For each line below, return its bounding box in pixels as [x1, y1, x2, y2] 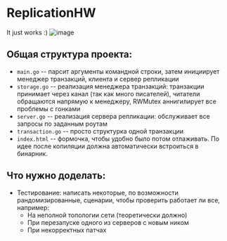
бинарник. [16, 149, 48, 157]
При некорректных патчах [27, 226, 107, 234]
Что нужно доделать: [6, 170, 106, 182]
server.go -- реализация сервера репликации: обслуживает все [16, 112, 210, 120]
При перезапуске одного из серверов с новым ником [27, 218, 189, 226]
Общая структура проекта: [6, 48, 133, 60]
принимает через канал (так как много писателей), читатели [16, 89, 200, 98]
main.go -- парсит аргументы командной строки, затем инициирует [16, 67, 220, 75]
